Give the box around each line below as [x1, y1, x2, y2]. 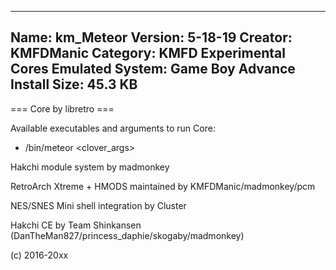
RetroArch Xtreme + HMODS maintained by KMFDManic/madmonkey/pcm [10, 180, 316, 192]
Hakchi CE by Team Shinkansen [10, 219, 142, 231]
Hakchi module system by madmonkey [10, 161, 170, 173]
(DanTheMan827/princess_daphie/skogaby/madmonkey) [10, 229, 245, 241]
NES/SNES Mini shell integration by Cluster [10, 199, 187, 211]
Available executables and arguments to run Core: [10, 122, 216, 134]
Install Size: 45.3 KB [10, 76, 138, 93]
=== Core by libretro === [10, 102, 115, 115]
